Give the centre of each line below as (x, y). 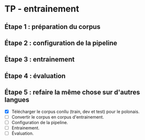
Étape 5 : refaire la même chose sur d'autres (72, 92)
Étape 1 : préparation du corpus (52, 27)
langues (17, 100)
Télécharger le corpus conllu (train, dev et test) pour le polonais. (75, 112)
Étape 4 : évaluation (35, 76)
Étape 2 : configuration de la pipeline (61, 43)
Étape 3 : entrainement (40, 60)
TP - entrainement (42, 9)
